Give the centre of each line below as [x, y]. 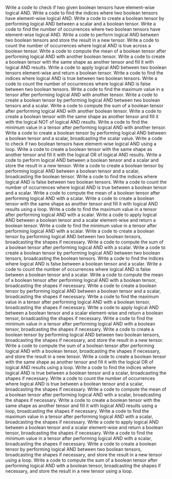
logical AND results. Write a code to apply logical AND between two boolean [86, 67]
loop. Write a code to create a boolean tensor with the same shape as [79, 149]
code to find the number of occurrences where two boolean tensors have [83, 29]
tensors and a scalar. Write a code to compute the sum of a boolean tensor [84, 106]
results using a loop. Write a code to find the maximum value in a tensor [81, 209]
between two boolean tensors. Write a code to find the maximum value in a [85, 89]
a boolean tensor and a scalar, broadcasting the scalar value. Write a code [84, 138]
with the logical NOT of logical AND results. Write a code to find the [77, 122]
